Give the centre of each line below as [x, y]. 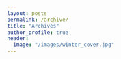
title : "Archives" [33, 26]
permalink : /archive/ [38, 20]
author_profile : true [38, 32]
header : [18, 39]
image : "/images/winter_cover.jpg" [64, 45]
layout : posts [27, 13]
